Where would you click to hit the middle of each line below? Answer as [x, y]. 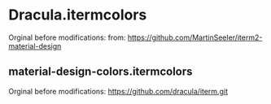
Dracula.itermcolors [78, 15]
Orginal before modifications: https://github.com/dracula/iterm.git [118, 91]
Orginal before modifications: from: [67, 37]
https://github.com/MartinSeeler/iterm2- [195, 37]
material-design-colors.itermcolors [101, 72]
